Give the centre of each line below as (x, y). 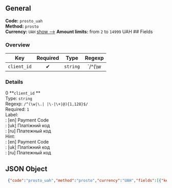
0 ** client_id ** (23, 93)
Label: (12, 115)
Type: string (19, 99)
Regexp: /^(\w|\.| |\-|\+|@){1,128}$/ (47, 104)
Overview (18, 44)
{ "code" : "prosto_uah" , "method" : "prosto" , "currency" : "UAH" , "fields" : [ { (84, 181)
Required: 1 (17, 109)
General (18, 8)
